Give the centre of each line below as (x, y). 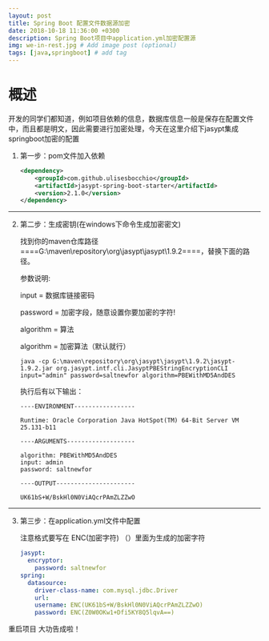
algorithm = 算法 (47, 330)
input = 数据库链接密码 (57, 295)
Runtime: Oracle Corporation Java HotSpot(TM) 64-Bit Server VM (129, 421)
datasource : (47, 583)
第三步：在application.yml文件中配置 (80, 521)
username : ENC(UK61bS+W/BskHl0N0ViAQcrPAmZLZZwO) (119, 605)
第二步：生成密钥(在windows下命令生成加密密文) (100, 224)
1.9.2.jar (36, 369)
